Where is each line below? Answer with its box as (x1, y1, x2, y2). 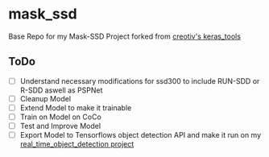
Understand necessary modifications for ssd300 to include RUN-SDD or (19, 76, 260, 85)
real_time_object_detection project (19, 139, 134, 149)
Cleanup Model (19, 93, 71, 103)
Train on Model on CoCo (19, 112, 102, 122)
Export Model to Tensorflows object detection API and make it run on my (19, 130, 262, 140)
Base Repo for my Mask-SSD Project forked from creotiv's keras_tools (8, 31, 242, 41)
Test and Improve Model (19, 122, 101, 130)
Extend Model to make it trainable (19, 102, 132, 113)
